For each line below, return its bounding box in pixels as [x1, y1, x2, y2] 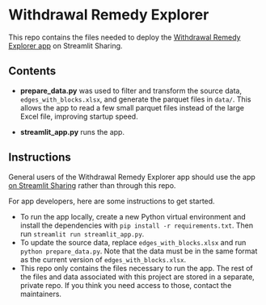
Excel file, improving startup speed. [19, 111, 139, 121]
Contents [8, 65, 57, 78]
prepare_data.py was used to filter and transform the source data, [19, 86, 243, 95]
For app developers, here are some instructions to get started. [8, 196, 216, 206]
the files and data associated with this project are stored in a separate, [19, 272, 255, 282]
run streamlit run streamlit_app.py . [19, 228, 145, 239]
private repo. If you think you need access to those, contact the [19, 280, 232, 290]
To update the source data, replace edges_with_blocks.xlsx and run [19, 237, 247, 247]
